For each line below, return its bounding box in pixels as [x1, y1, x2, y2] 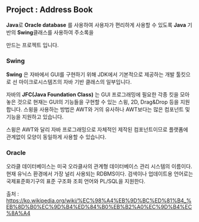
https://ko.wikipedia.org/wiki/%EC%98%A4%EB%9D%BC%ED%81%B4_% [6, 197, 192, 204]
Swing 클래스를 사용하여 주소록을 [17, 29, 94, 36]
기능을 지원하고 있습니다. [6, 113, 64, 121]
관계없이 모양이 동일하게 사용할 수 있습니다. [6, 133, 107, 140]
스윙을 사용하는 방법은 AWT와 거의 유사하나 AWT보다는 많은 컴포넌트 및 [23, 106, 191, 113]
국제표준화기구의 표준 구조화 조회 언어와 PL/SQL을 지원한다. [6, 178, 146, 185]
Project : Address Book [6, 5, 94, 15]
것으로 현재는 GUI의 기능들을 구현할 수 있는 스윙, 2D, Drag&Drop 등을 [17, 98, 179, 106]
